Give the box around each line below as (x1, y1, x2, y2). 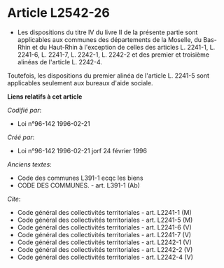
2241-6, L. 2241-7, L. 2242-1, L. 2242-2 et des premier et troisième (17, 50, 210, 59)
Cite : (7, 195, 21, 203)
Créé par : (7, 133, 35, 141)
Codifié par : (7, 106, 42, 114)
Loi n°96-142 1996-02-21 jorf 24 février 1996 (17, 146, 147, 155)
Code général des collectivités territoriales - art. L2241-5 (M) (17, 216, 193, 224)
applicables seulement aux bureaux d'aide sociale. (7, 78, 153, 87)
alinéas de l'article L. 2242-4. (17, 57, 103, 66)
